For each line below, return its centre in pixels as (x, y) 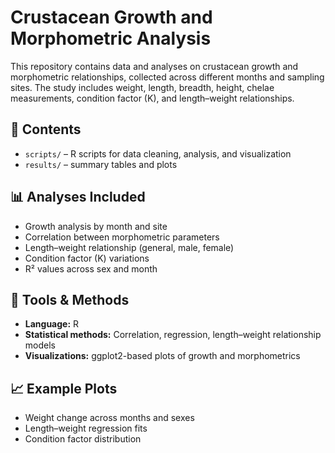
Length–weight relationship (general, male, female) (129, 247)
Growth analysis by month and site (96, 226)
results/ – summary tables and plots (101, 164)
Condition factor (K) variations (87, 258)
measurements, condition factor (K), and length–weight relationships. (152, 98)
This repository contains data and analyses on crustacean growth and (154, 66)
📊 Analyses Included (78, 197)
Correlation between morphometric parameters (122, 237)
